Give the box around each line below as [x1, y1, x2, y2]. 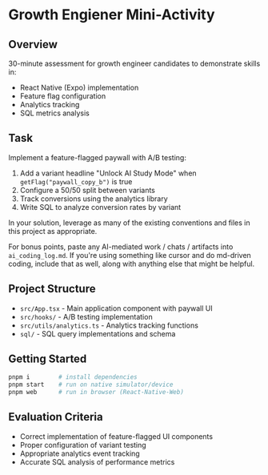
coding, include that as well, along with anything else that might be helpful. [8, 259, 255, 268]
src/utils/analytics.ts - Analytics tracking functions [19, 320, 198, 330]
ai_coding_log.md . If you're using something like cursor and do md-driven [8, 250, 252, 260]
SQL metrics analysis [19, 108, 90, 118]
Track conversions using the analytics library [19, 194, 168, 203]
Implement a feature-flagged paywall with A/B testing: [8, 152, 186, 162]
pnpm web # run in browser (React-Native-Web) [8, 388, 184, 397]
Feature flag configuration [19, 91, 106, 101]
